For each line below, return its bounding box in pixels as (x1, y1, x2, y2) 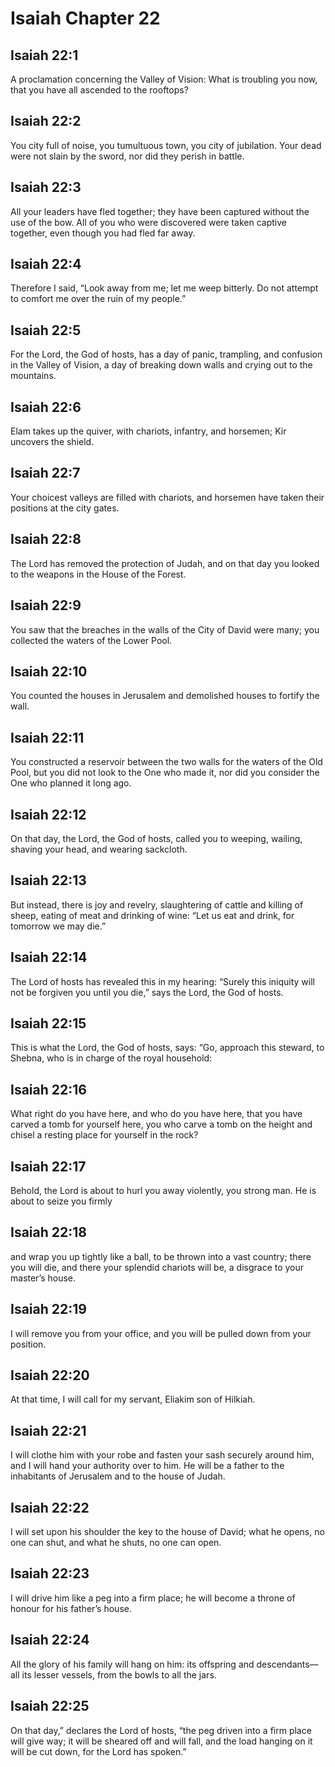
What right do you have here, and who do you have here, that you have (10, 1108, 303, 1120)
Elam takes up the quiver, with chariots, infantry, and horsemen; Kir (10, 425, 287, 437)
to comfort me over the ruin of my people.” (10, 293, 187, 305)
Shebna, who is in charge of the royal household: (10, 1052, 213, 1064)
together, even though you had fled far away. (10, 227, 196, 239)
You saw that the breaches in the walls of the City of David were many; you (10, 623, 320, 636)
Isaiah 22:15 (10, 1015, 87, 1032)
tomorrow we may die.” (10, 920, 107, 932)
